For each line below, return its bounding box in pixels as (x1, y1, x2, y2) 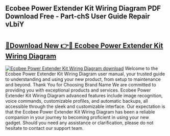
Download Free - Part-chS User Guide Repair (5, 12, 150, 21)
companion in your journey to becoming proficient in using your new (5, 115, 149, 120)
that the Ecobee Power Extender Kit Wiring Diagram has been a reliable (5, 109, 155, 115)
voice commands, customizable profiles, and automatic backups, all (5, 98, 148, 104)
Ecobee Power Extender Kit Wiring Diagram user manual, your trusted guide (5, 71, 165, 77)
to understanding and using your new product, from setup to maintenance (5, 76, 161, 82)
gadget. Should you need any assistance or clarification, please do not (5, 120, 154, 126)
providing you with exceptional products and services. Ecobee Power (5, 87, 151, 93)
